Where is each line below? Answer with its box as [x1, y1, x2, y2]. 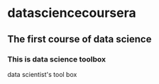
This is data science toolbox [7, 54, 106, 64]
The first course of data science [7, 33, 152, 45]
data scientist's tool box [7, 70, 77, 78]
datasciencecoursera [7, 5, 136, 21]
